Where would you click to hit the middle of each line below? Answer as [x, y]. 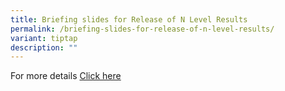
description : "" [44, 47]
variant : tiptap [44, 38]
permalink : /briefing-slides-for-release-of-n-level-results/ [142, 29]
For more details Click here [66, 76]
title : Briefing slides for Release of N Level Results [129, 19]
